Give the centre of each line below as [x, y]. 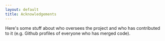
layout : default [22, 10]
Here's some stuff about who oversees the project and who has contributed [83, 28]
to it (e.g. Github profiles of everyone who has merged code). [68, 33]
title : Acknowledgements [31, 14]
